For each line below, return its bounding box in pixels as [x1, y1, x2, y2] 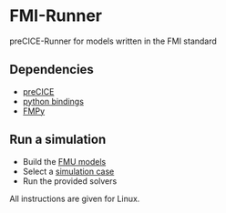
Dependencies [9, 62, 94, 77]
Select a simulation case [22, 166, 115, 177]
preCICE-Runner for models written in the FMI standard [9, 35, 217, 46]
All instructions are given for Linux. [9, 193, 140, 204]
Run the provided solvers [22, 175, 118, 187]
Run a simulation [9, 132, 107, 147]
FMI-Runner [9, 5, 103, 26]
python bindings [22, 96, 85, 106]
